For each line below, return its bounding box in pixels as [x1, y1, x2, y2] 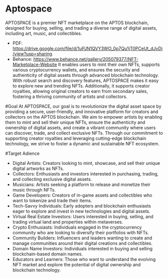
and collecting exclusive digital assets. [12, 176, 92, 182]
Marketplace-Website [12, 61, 57, 67]
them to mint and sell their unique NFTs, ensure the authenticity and [5, 119, 145, 125]
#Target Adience [5, 150, 40, 156]
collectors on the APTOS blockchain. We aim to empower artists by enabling [5, 114, 162, 120]
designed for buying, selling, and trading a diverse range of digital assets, [5, 25, 157, 31]
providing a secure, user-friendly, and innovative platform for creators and [5, 109, 158, 115]
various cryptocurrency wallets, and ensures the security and [12, 66, 140, 73]
